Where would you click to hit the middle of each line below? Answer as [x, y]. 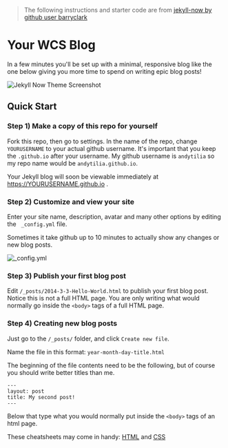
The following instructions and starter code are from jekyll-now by [118, 10]
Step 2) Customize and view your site [71, 201]
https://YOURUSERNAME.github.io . [58, 184]
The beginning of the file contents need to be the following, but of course [111, 365]
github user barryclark [56, 17]
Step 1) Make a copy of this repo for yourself [83, 126]
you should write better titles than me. [61, 372]
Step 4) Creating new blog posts [62, 323]
